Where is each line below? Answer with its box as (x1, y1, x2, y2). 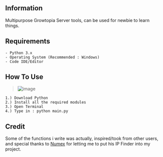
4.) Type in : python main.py (5, 108, 69, 114)
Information (5, 4, 43, 12)
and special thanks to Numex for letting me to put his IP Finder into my (5, 141, 150, 147)
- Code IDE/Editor (5, 59, 44, 64)
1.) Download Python (5, 95, 49, 100)
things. (5, 22, 20, 28)
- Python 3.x (5, 50, 33, 55)
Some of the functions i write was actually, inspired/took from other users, (5, 135, 158, 141)
